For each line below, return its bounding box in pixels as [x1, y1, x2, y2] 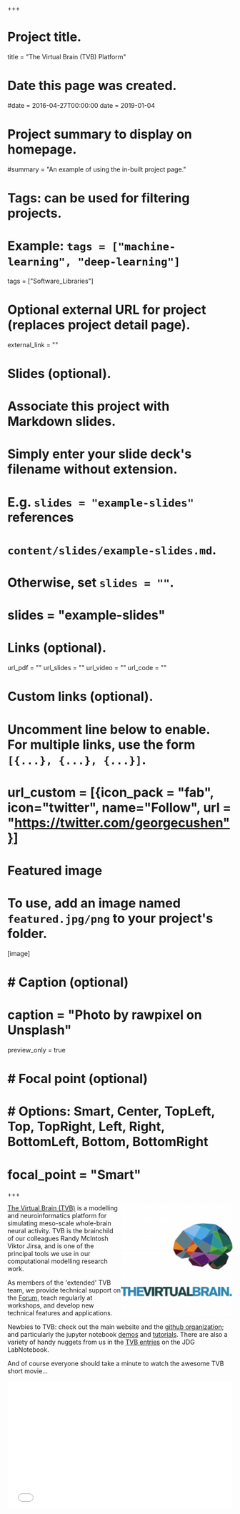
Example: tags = [7, 238, 106, 254]
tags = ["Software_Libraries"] [7, 277, 94, 285]
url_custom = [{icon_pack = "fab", [7, 784, 214, 800]
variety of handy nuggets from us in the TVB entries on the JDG [7, 1338, 195, 1347]
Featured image [7, 862, 102, 879]
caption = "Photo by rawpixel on [7, 1007, 202, 1023]
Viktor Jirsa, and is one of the [7, 1242, 94, 1250]
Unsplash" [7, 1022, 72, 1038]
